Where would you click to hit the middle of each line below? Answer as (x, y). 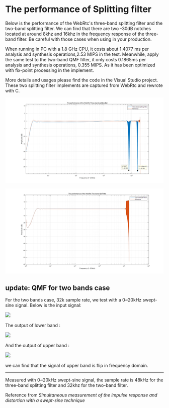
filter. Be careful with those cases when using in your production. (84, 39)
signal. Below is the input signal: (48, 305)
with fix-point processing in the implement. (50, 70)
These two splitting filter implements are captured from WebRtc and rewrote (84, 85)
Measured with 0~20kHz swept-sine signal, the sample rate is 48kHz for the (84, 380)
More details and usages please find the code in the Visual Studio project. (82, 80)
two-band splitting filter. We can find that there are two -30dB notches (78, 28)
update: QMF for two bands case (58, 288)
